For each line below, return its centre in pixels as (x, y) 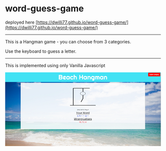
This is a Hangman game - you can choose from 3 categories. (68, 41)
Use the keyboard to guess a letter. (41, 51)
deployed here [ (21, 22)
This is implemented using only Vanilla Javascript (55, 65)
